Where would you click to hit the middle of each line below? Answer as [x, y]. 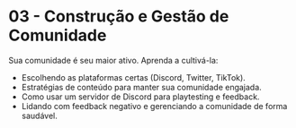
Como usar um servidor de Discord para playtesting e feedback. [140, 97]
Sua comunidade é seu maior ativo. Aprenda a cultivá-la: [113, 60]
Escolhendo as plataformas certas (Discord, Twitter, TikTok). [134, 77]
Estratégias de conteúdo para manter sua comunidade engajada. [141, 87]
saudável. [39, 115]
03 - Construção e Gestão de [119, 17]
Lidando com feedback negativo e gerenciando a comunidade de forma [154, 106]
